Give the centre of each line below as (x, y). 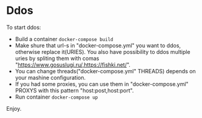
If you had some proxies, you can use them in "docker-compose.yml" (102, 84)
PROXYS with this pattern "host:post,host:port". (74, 90)
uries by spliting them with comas (57, 58)
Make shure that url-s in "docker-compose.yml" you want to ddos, (98, 45)
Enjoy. (14, 108)
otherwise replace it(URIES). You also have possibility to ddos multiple (103, 51)
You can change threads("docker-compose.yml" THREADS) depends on (105, 71)
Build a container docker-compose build (64, 39)
